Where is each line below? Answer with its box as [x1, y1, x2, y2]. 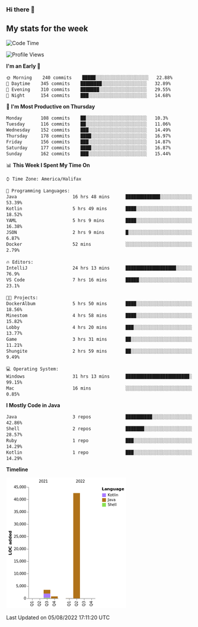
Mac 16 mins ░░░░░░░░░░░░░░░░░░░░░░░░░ [6, 385, 193, 391]
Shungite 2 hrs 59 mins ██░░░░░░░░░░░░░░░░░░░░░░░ [6, 348, 193, 354]
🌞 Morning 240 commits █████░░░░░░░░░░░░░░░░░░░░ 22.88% [6, 74, 173, 81]
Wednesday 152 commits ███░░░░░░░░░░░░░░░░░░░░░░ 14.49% [6, 127, 171, 133]
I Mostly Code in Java [6, 401, 60, 408]
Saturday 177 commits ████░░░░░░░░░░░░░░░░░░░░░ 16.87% [6, 145, 171, 151]
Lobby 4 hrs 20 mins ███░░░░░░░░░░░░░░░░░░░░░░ [6, 324, 193, 330]
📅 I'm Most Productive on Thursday [6, 103, 95, 110]
